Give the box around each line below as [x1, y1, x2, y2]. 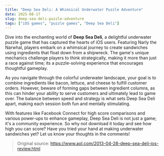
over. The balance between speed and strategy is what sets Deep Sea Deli [5, 96, 155, 102]
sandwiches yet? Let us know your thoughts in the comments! [5, 131, 130, 137]
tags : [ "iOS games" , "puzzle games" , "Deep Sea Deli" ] [5, 21, 119, 26]
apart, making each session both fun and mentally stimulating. [5, 101, 131, 107]
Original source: [17, 140, 50, 147]
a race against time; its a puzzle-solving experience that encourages [5, 60, 143, 66]
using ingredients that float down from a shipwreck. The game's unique [5, 50, 149, 56]
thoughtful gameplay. [5, 66, 48, 71]
